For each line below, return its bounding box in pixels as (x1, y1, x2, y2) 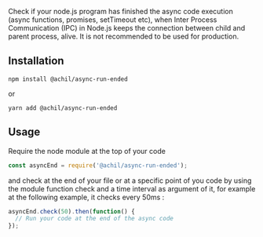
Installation (8, 54, 64, 67)
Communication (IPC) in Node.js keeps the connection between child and (8, 24, 246, 32)
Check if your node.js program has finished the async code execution (8, 7, 233, 16)
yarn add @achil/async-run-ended (8, 104, 118, 112)
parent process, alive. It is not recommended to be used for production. (8, 31, 239, 41)
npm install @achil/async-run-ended (8, 75, 128, 83)
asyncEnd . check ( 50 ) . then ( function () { (8, 207, 135, 215)
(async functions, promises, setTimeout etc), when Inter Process (8, 15, 217, 24)
